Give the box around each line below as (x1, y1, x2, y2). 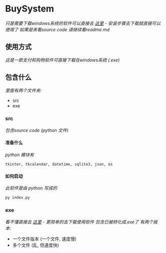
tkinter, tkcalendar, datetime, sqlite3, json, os (5, 162, 113, 167)
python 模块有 (5, 152, 34, 158)
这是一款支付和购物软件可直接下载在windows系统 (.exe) (5, 57, 120, 63)
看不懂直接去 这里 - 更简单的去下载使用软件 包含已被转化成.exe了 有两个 (5, 219, 153, 225)
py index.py (5, 195, 30, 200)
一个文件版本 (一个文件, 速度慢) (12, 235, 76, 241)
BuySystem (5, 3, 54, 15)
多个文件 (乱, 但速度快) (12, 242, 59, 248)
